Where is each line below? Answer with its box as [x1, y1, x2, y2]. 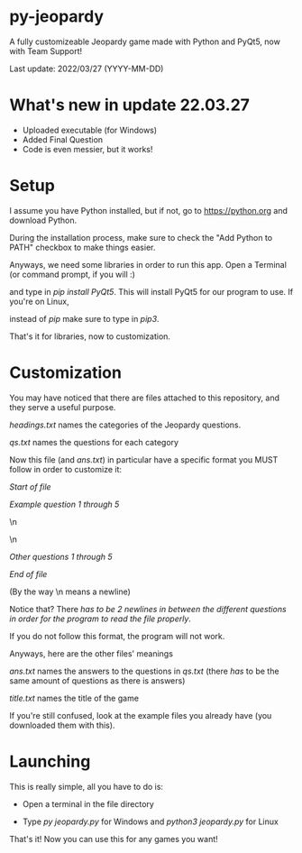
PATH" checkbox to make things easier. [9, 242, 156, 252]
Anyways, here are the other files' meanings [9, 647, 174, 659]
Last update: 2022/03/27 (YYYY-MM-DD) [9, 63, 164, 74]
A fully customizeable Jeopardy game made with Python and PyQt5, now [9, 36, 281, 47]
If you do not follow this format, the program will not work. [9, 630, 225, 641]
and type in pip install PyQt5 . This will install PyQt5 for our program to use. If [9, 286, 294, 297]
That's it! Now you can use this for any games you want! [9, 833, 218, 844]
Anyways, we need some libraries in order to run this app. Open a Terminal [9, 259, 287, 270]
